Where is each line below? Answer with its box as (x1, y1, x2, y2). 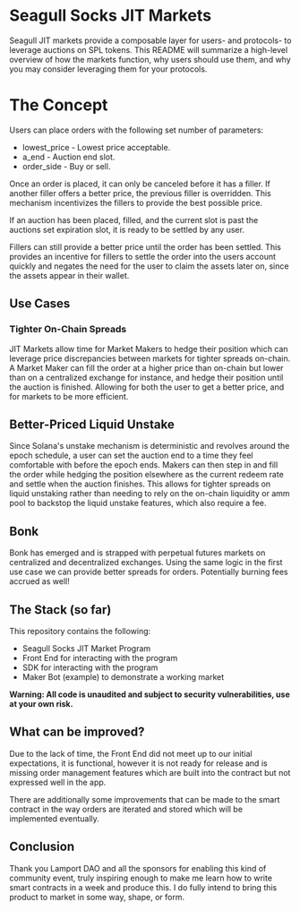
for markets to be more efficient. (9, 391, 129, 401)
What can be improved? (9, 725, 145, 740)
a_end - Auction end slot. (21, 151, 116, 162)
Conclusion (9, 839, 75, 855)
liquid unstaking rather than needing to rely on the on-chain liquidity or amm (9, 488, 290, 499)
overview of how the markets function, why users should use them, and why (9, 54, 291, 64)
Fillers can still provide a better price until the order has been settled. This (9, 241, 282, 252)
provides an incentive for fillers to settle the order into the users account (9, 251, 276, 262)
